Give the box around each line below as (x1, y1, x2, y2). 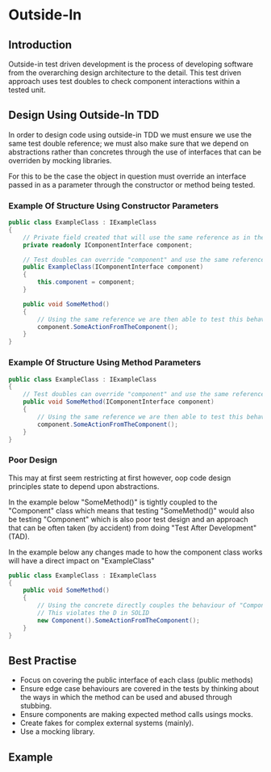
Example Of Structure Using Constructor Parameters (8, 200, 219, 211)
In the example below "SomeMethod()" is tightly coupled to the (8, 497, 218, 507)
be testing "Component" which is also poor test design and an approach (8, 514, 248, 524)
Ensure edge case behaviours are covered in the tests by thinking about (19, 684, 260, 694)
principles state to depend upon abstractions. (8, 481, 160, 491)
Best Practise (8, 653, 77, 668)
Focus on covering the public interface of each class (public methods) (19, 675, 254, 685)
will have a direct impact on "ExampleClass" (8, 555, 155, 565)
